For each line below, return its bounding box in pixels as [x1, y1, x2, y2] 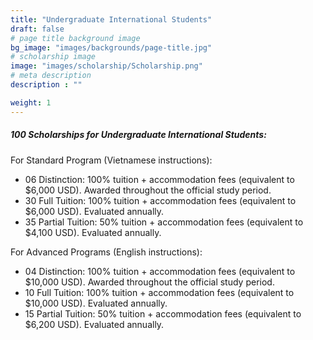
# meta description [10, 71, 92, 81]
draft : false [10, 24, 65, 34]
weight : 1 [10, 97, 52, 108]
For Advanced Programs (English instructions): [10, 246, 203, 258]
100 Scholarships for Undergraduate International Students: [10, 129, 267, 141]
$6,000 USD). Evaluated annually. [24, 205, 165, 217]
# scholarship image [10, 52, 97, 62]
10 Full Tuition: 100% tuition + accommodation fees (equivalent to [24, 286, 295, 298]
